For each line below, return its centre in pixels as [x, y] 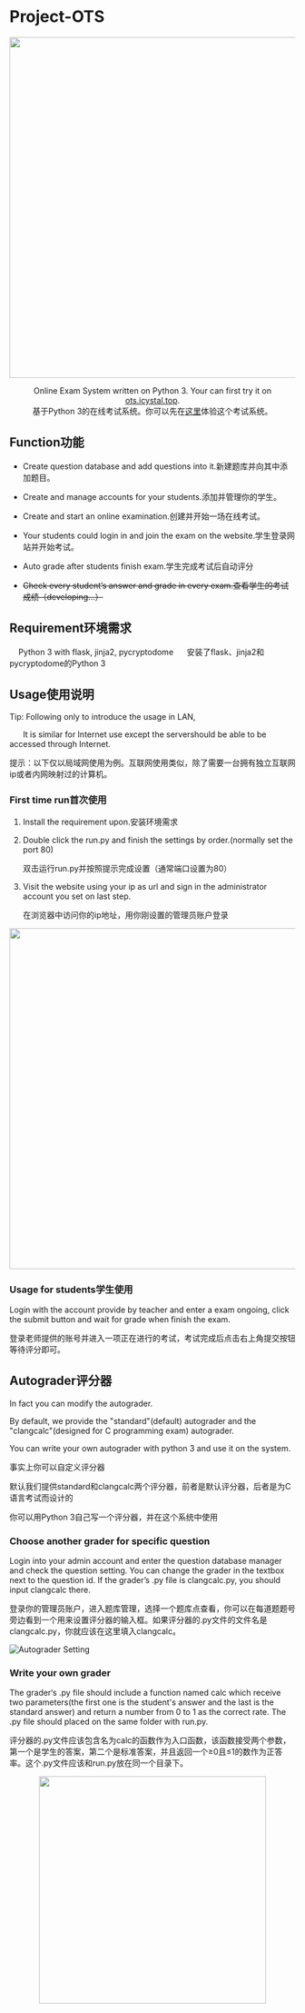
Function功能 [47, 443]
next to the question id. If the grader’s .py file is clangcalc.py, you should [145, 1580]
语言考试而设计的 [41, 1498]
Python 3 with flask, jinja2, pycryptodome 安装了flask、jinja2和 [141, 652]
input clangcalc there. [50, 1590]
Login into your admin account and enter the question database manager [146, 1561]
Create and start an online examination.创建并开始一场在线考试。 [144, 516]
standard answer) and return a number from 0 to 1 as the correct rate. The [148, 1712]
